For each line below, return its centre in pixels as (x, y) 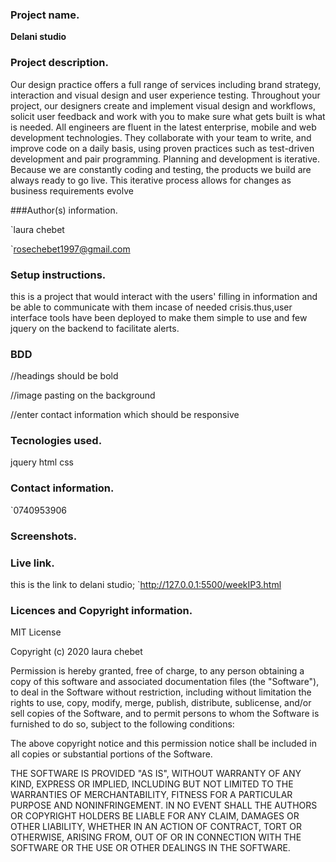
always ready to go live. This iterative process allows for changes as (151, 180)
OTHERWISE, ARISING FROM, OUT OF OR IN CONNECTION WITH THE (156, 837)
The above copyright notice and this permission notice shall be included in (163, 744)
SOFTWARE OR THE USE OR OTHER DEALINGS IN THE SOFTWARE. (150, 848)
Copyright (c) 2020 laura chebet (76, 652)
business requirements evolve (72, 190)
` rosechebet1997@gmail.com (70, 249)
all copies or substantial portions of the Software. (111, 754)
